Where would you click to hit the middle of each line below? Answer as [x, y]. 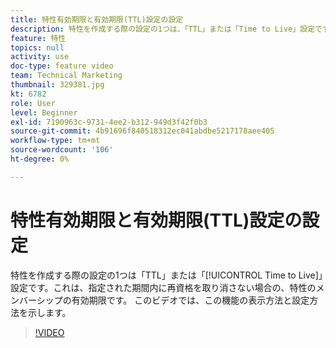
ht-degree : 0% [40, 159]
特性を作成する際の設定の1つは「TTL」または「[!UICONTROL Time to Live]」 [166, 275]
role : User [33, 103]
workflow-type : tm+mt [55, 141]
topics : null [37, 47]
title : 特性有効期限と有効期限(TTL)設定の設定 [97, 19]
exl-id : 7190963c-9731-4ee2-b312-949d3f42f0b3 [109, 122]
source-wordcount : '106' [62, 150]
